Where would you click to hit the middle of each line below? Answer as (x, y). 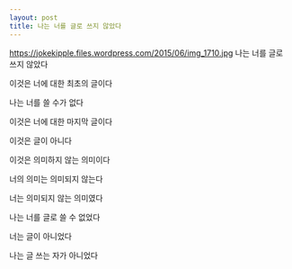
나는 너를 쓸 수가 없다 (46, 102)
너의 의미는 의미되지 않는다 (56, 179)
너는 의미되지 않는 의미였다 (56, 198)
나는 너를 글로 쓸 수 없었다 (55, 217)
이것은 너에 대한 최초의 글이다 (61, 83)
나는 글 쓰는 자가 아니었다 (54, 255)
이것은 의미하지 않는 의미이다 (60, 159)
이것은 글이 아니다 (40, 140)
